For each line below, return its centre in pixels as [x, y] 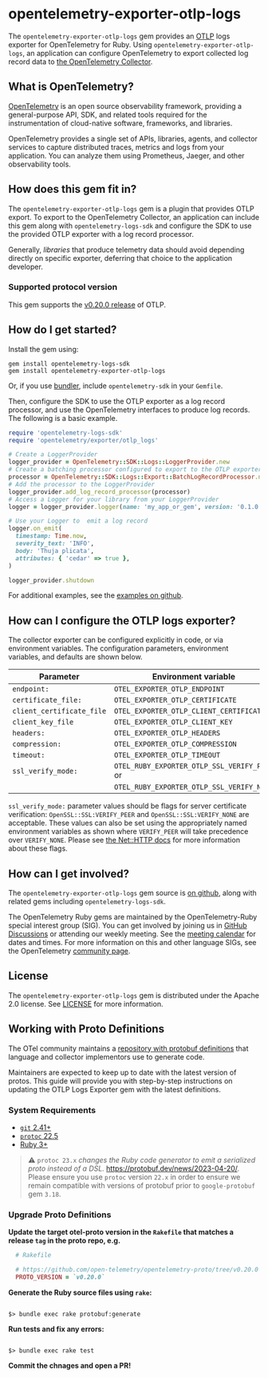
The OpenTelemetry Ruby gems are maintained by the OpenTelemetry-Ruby [133, 917]
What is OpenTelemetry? [71, 87]
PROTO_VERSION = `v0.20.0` [60, 1277]
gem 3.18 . [44, 1194]
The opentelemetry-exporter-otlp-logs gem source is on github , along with [132, 893]
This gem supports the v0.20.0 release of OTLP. [87, 304]
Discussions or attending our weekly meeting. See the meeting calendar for [132, 934]
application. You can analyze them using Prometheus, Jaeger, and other [126, 155]
